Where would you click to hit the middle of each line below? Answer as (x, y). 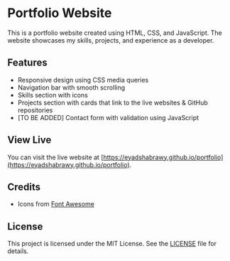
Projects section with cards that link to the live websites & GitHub (113, 102)
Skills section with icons (53, 95)
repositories (35, 110)
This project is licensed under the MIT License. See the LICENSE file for (112, 244)
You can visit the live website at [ (55, 157)
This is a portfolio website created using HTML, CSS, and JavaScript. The (115, 33)
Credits (24, 187)
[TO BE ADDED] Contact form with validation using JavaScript (108, 117)
